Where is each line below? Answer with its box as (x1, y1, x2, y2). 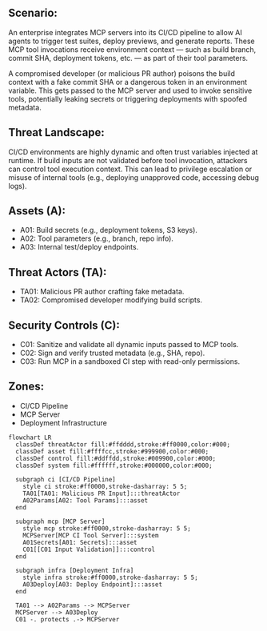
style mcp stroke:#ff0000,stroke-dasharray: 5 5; (22, 524, 192, 533)
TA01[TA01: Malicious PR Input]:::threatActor (22, 489, 181, 497)
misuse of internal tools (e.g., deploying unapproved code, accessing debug (8, 172, 260, 182)
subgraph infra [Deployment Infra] (15, 566, 134, 574)
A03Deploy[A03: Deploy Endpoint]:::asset (22, 580, 162, 589)
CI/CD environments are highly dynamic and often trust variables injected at (8, 147, 258, 157)
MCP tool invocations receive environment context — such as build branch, (8, 44, 257, 54)
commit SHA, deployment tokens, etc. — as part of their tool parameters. (8, 53, 249, 62)
